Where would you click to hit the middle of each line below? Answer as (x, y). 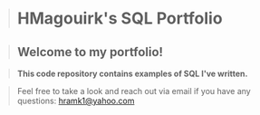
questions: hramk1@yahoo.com (76, 101)
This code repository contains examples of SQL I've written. (132, 73)
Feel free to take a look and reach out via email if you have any (134, 91)
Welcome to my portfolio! (90, 52)
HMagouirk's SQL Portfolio (120, 19)
